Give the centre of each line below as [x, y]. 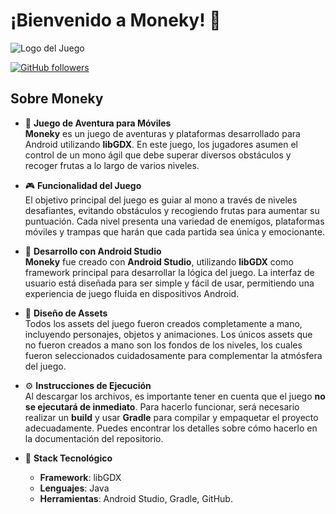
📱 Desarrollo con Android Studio [93, 251]
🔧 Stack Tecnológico [68, 458]
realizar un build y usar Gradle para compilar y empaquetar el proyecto [171, 417]
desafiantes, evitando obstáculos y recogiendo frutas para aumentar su [172, 210]
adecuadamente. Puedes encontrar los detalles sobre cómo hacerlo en [171, 428]
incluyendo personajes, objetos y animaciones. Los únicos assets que [168, 334]
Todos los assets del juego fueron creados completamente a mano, [163, 323]
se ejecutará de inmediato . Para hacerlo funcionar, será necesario [162, 406]
